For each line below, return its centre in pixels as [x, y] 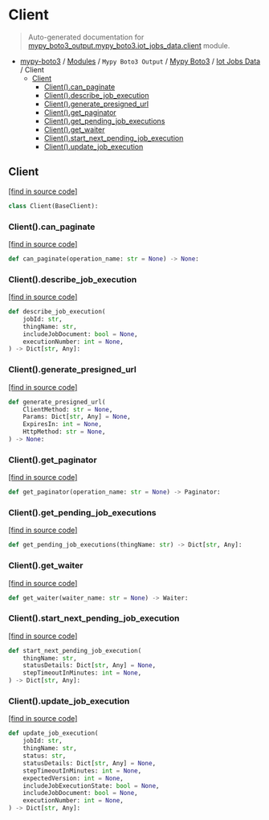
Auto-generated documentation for [86, 37]
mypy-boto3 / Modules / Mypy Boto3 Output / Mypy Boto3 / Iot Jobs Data [140, 61]
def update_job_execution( [53, 733]
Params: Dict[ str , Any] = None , [77, 417]
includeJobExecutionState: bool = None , [91, 785]
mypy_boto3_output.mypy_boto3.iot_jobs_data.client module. [129, 45]
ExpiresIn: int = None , [63, 424]
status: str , [45, 756]
